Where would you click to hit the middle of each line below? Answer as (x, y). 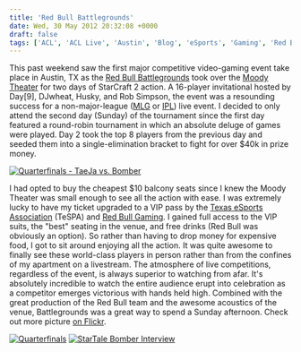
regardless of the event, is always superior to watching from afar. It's (136, 274)
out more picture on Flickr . (58, 322)
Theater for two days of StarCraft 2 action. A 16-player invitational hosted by (150, 87)
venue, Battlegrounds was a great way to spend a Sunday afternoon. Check (149, 312)
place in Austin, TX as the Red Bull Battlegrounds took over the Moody (139, 78)
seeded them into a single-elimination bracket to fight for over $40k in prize (149, 144)
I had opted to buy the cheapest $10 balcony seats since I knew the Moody (148, 188)
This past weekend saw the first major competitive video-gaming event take (150, 68)
